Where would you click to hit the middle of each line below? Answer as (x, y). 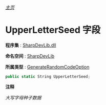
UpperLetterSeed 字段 (53, 30)
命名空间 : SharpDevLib (30, 56)
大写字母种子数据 (23, 98)
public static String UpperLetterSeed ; (48, 76)
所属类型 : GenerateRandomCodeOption (47, 67)
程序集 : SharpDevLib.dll (31, 45)
